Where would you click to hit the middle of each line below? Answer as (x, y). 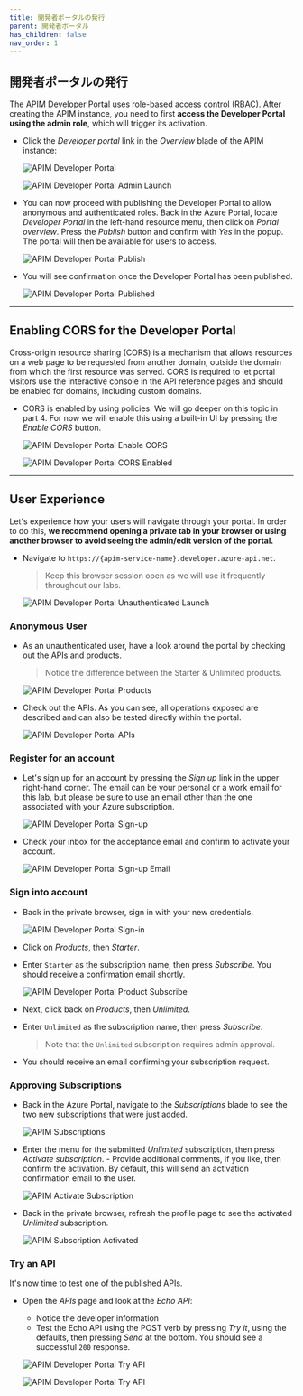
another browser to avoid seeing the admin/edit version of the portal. (142, 540)
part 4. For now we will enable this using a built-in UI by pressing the (150, 417)
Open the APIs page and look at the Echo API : (107, 1301)
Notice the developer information (97, 1318)
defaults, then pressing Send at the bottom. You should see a (149, 1337)
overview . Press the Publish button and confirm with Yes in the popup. (153, 232)
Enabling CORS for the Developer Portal (123, 331)
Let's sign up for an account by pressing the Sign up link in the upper (151, 778)
